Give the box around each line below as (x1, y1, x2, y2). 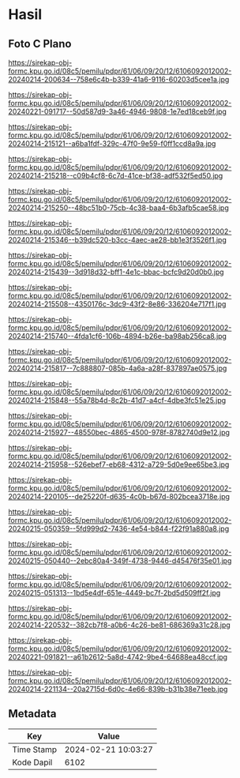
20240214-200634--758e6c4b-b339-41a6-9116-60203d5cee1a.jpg (8, 75, 230, 84)
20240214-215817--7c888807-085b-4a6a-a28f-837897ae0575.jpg (8, 363, 227, 373)
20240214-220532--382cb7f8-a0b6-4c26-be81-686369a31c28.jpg (8, 620, 231, 630)
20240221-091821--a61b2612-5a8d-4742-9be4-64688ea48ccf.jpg (8, 652, 227, 661)
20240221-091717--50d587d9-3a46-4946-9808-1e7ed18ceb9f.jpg (8, 107, 227, 116)
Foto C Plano (8, 37, 72, 51)
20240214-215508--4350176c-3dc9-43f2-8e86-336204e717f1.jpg (8, 299, 227, 309)
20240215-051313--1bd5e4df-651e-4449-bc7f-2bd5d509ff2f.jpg (8, 588, 221, 597)
